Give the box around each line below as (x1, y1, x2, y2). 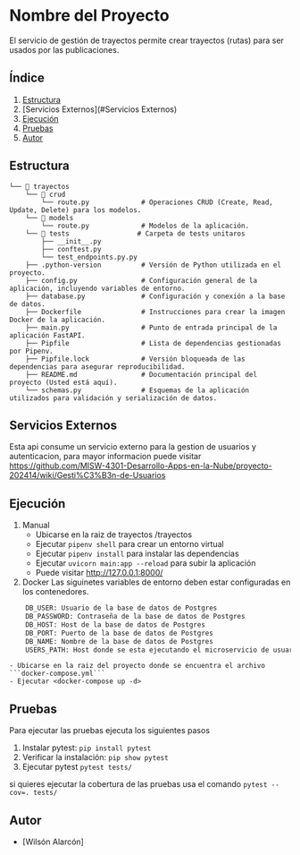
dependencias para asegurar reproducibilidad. (9, 362, 186, 372)
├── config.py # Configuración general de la (25, 276, 257, 285)
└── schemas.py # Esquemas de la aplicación (25, 386, 250, 395)
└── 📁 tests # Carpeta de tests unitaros (25, 229, 246, 238)
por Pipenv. (9, 346, 54, 355)
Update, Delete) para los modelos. (9, 205, 142, 215)
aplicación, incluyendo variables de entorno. (9, 284, 186, 293)
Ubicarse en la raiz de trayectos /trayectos (35, 529, 193, 540)
